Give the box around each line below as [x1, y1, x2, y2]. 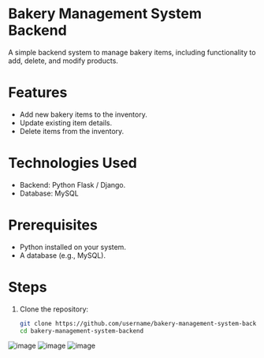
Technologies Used [8, 155, 138, 172]
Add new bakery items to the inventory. [19, 110, 147, 119]
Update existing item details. [19, 117, 113, 127]
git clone [19, 319, 53, 327]
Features [8, 84, 68, 102]
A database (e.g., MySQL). [19, 250, 106, 260]
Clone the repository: [19, 304, 89, 314]
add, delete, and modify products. [8, 56, 118, 65]
